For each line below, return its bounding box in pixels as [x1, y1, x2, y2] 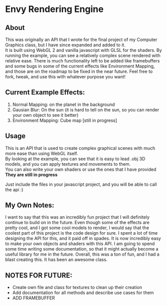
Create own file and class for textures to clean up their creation [12, 285, 142, 291]
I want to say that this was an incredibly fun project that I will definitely [5, 214, 150, 220]
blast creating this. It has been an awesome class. [5, 257, 108, 263]
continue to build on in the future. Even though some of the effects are [5, 220, 150, 226]
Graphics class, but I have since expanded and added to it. [5, 42, 126, 48]
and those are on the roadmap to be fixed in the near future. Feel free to [5, 68, 153, 74]
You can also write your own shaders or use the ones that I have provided [5, 166, 157, 172]
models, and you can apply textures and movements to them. [5, 161, 131, 167]
